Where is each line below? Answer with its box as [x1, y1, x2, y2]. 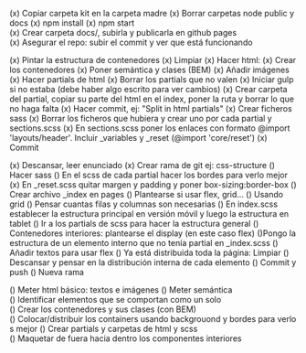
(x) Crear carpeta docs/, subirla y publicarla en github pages [9, 27, 237, 37]
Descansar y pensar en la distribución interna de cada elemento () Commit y [9, 257, 297, 268]
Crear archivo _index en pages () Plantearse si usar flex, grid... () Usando [9, 189, 284, 199]
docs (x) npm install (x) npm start [9, 17, 135, 28]
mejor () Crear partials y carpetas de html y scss [16, 324, 198, 334]
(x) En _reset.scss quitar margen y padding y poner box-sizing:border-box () [9, 179, 297, 190]
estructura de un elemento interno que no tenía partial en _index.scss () [9, 238, 279, 248]
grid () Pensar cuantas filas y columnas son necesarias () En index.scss [9, 198, 279, 209]
